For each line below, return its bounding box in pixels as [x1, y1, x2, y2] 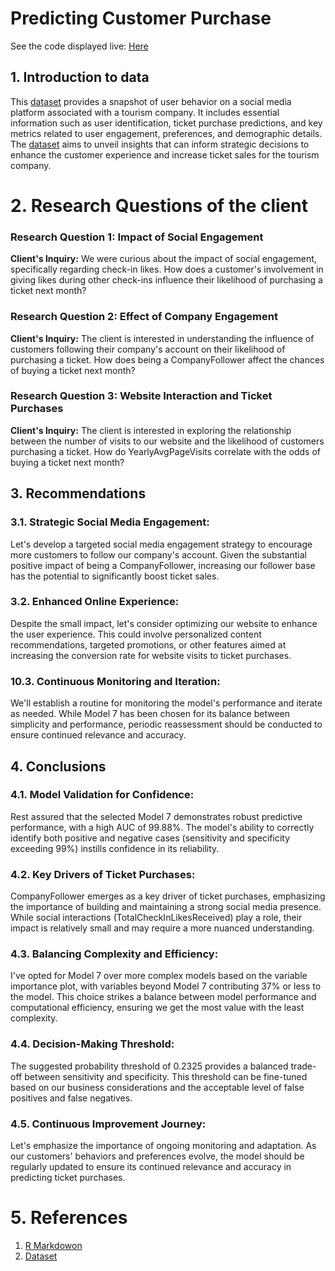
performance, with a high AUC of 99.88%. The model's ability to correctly [10, 821, 315, 833]
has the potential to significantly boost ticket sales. [10, 570, 220, 582]
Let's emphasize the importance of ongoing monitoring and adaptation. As [10, 1139, 317, 1151]
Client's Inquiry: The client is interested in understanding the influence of [10, 332, 315, 344]
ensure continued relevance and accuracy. [10, 729, 187, 741]
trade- [290, 1060, 317, 1072]
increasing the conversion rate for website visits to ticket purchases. [10, 649, 292, 661]
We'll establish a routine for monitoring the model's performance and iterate [10, 697, 323, 709]
